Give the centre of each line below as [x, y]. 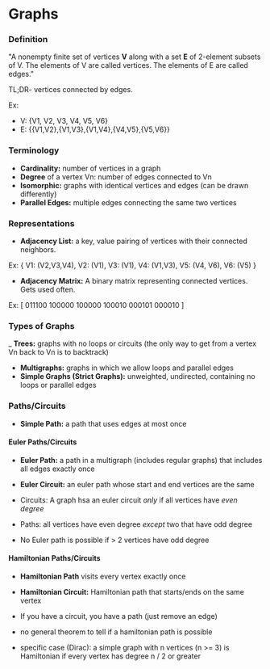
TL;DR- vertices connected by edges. [71, 90]
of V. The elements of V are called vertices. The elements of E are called [128, 65]
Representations [42, 223]
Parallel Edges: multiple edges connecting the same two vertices [128, 202]
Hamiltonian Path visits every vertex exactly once [103, 576]
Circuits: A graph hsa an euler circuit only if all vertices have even [129, 500]
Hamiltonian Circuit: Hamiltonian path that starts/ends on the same [132, 592]
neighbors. [38, 250]
